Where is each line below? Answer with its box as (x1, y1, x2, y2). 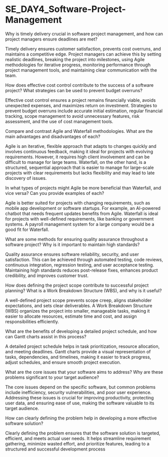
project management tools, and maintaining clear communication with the (5, 67, 157, 73)
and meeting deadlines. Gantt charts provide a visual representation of (5, 348, 151, 354)
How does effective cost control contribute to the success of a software (5, 82, 154, 88)
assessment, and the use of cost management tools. (5, 118, 114, 124)
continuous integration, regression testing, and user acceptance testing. (5, 262, 154, 268)
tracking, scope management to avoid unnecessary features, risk (5, 113, 139, 119)
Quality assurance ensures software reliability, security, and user (5, 251, 139, 257)
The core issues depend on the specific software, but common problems (5, 384, 156, 390)
